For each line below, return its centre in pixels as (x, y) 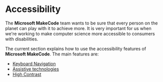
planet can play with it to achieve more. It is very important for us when (78, 28)
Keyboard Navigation (34, 63)
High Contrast (27, 74)
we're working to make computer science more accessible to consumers (80, 33)
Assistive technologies (35, 69)
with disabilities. (22, 39)
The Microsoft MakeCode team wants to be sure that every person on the (81, 23)
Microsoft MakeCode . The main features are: (52, 54)
